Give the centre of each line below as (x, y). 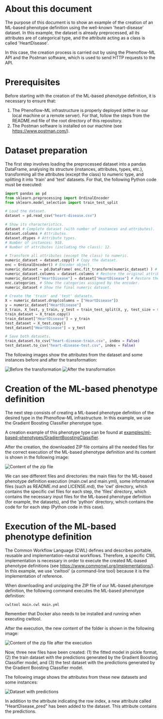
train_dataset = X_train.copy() (38, 314)
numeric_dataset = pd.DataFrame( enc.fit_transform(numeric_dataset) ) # (81, 270)
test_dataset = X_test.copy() (36, 323)
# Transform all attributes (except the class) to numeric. (67, 256)
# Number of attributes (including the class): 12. (58, 247)
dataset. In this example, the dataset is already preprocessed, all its (72, 33)
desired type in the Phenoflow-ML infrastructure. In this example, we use (78, 418)
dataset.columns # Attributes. (37, 233)
